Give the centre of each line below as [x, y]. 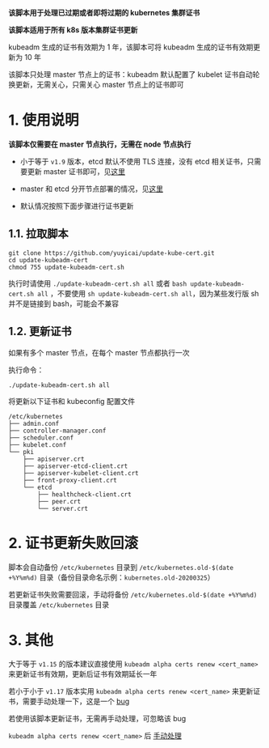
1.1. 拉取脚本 [38, 234]
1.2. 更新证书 [40, 331]
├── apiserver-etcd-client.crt [76, 466]
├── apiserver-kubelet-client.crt [81, 473]
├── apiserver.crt [54, 459]
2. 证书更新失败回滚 [74, 543]
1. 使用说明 [44, 120]
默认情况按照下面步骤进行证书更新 [77, 206]
